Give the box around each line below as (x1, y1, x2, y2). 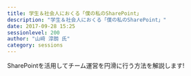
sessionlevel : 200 (7, 29, 60, 36)
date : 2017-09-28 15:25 (7, 23, 76, 29)
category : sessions (7, 42, 63, 49)
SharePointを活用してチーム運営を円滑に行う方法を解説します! (7, 62, 185, 69)
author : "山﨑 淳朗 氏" (7, 36, 70, 42)
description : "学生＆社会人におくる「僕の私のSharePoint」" (7, 16, 167, 23)
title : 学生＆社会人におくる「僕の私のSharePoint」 (7, 10, 142, 17)
